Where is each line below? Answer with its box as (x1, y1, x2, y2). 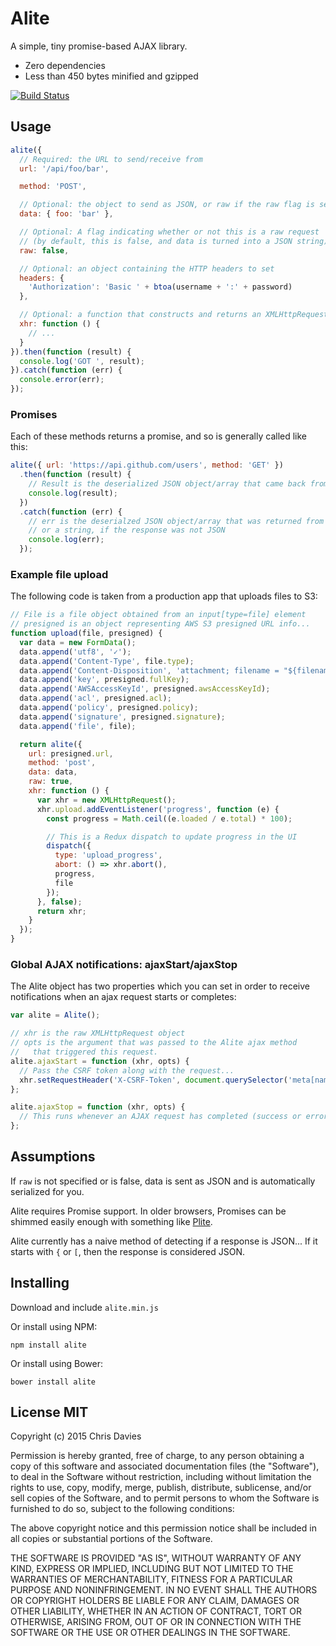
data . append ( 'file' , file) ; (19, 721, 137, 731)
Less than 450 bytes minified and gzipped (24, 70, 199, 82)
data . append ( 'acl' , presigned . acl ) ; (19, 693, 172, 704)
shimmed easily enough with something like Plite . (10, 1215, 213, 1227)
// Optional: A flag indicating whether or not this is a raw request (19, 227, 320, 237)
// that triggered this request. (10, 1047, 159, 1057)
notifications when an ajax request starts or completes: (10, 991, 237, 1003)
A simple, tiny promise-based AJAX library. (10, 40, 188, 52)
